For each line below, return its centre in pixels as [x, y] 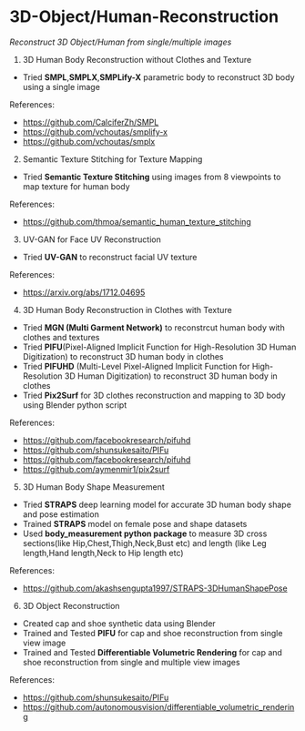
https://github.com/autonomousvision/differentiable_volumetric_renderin [158, 706]
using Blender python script [75, 405]
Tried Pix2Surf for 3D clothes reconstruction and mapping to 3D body [154, 395]
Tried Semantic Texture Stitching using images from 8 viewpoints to [152, 177]
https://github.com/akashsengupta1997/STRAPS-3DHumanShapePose [155, 588]
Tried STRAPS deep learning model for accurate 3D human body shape [157, 504]
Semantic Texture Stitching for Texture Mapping [112, 159]
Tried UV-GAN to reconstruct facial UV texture [110, 257]
